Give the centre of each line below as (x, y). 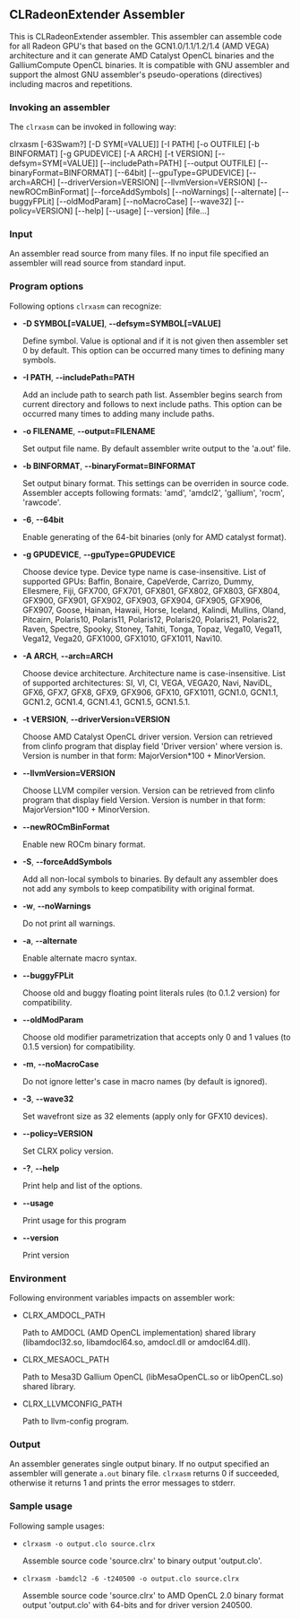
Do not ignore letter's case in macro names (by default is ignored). (145, 1081)
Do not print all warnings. (69, 923)
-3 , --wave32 (48, 1099)
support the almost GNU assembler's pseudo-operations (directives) (136, 74)
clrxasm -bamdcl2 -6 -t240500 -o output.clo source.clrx (131, 1579)
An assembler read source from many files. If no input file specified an (139, 254)
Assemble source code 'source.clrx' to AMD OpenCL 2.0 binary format (153, 1595)
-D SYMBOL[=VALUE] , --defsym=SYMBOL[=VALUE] (121, 323)
